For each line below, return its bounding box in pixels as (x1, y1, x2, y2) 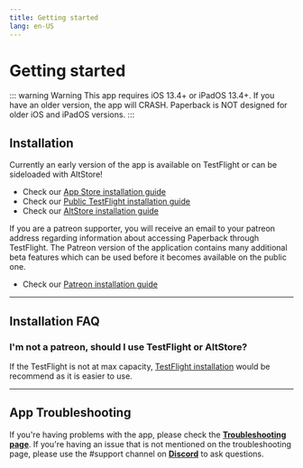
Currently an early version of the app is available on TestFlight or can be (9, 160, 278, 170)
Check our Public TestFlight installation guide (22, 196, 191, 207)
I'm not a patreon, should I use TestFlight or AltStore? (9, 340, 248, 353)
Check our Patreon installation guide (22, 279, 158, 289)
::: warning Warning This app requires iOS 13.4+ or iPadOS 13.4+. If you (9, 90, 275, 101)
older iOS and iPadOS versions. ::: (9, 109, 135, 120)
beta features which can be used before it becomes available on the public (9, 252, 287, 262)
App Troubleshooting (9, 405, 132, 420)
